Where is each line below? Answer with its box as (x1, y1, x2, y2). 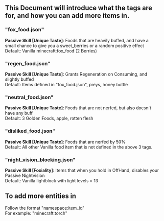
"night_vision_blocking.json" (5, 156, 76, 163)
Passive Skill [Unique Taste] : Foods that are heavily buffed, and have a (5, 37, 149, 43)
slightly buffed (5, 76, 34, 82)
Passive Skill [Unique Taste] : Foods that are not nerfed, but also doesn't (5, 105, 152, 111)
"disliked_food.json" (5, 127, 55, 134)
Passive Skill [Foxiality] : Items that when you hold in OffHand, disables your (5, 167, 159, 173)
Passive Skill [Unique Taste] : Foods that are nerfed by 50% (5, 139, 126, 145)
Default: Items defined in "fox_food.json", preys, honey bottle (5, 81, 128, 87)
